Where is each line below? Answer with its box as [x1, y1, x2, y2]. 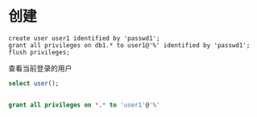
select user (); [8, 79, 60, 87]
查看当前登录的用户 [8, 63, 73, 73]
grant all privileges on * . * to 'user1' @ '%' [8, 101, 160, 109]
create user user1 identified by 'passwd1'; [8, 34, 160, 42]
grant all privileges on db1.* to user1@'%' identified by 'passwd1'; [8, 41, 251, 49]
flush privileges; [8, 48, 70, 56]
